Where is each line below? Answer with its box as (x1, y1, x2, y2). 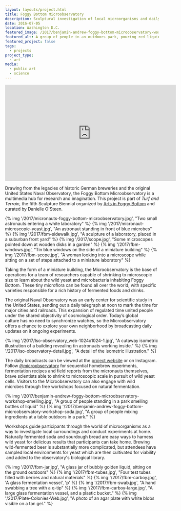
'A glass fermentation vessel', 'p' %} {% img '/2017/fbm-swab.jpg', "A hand (5, 480, 156, 486)
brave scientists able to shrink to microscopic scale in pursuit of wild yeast (5, 373, 155, 379)
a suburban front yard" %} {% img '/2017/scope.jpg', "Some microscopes (5, 236, 153, 242)
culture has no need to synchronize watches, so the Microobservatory (5, 317, 146, 323)
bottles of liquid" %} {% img (5, 403, 62, 409)
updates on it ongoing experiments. (5, 328, 77, 334)
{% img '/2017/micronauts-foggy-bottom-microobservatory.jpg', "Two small (5, 215, 158, 221)
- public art (9, 67, 36, 72)
